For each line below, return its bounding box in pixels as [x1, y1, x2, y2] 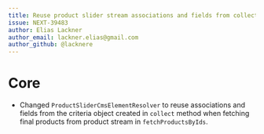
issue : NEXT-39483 [8, 19, 68, 27]
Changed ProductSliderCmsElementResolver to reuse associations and [19, 100, 246, 110]
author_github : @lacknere [8, 41, 93, 49]
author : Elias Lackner [8, 26, 82, 34]
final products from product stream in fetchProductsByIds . [19, 117, 208, 126]
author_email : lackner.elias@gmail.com [8, 33, 139, 42]
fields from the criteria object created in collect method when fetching [19, 109, 250, 118]
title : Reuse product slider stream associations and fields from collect [8, 11, 258, 20]
